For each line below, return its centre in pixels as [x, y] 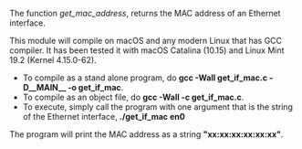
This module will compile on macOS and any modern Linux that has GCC [146, 41]
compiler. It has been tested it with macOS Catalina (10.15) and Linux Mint [147, 50]
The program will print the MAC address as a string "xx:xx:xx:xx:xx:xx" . [146, 134]
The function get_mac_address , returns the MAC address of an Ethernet [145, 13]
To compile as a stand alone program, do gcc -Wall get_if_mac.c [145, 78]
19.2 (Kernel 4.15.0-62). [53, 60]
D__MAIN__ [44, 87]
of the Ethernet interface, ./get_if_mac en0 [104, 117]
